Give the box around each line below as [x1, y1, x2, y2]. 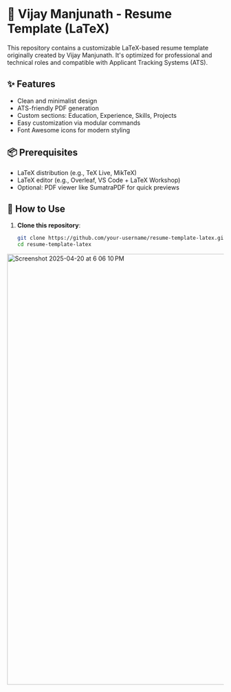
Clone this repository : [16, 221, 81, 230]
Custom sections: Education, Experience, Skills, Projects [16, 111, 177, 119]
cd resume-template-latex [16, 241, 91, 248]
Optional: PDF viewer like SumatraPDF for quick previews [16, 183, 180, 192]
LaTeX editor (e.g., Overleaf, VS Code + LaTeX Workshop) [16, 176, 181, 184]
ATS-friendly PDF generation [16, 103, 100, 112]
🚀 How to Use [7, 203, 65, 214]
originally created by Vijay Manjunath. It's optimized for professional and [7, 51, 212, 59]
